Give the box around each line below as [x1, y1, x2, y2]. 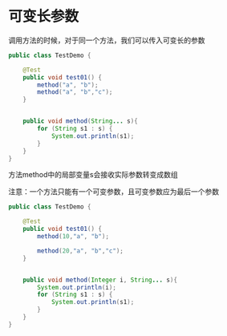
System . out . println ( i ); [37, 283, 116, 291]
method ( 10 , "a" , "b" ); [37, 233, 110, 241]
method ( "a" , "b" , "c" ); [37, 88, 113, 96]
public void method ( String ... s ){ [22, 117, 138, 125]
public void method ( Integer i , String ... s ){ [22, 276, 178, 284]
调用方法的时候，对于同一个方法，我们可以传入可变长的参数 [8, 35, 205, 45]
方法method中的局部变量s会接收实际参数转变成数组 [8, 170, 178, 180]
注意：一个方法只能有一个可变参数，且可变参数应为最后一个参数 [8, 187, 219, 196]
